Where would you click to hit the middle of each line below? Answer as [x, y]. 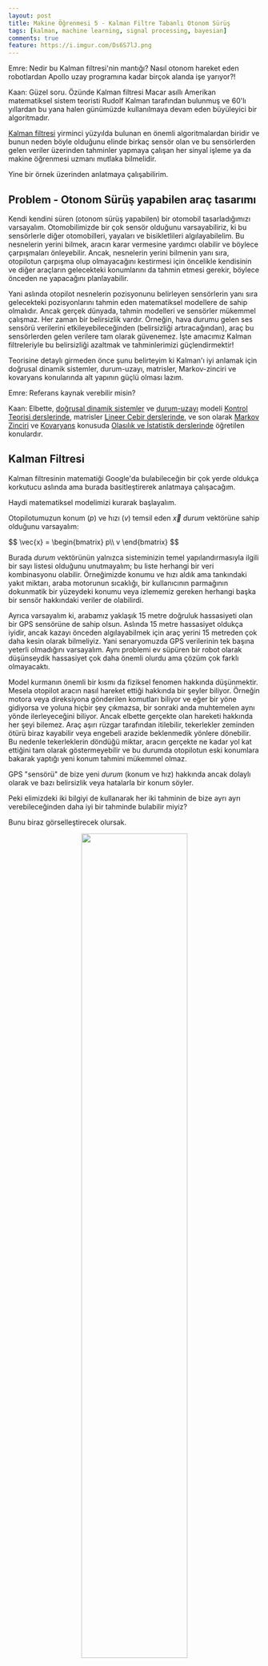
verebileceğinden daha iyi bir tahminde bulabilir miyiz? [98, 806]
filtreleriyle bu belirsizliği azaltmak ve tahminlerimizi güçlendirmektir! [121, 344]
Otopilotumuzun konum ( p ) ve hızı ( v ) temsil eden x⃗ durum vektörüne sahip [134, 518]
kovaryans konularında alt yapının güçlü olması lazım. [96, 377]
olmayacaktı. [29, 666]
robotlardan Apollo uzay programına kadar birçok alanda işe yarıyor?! [122, 77]
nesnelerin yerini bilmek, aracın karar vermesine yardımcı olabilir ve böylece [133, 244]
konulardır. [26, 434]
